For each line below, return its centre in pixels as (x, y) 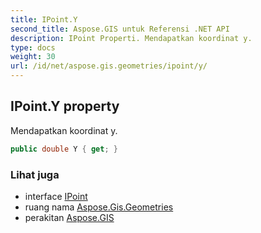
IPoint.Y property (65, 106)
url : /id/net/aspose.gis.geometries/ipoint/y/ (109, 66)
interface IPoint (56, 196)
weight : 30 (33, 57)
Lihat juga (35, 174)
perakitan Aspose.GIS (69, 217)
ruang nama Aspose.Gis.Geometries (99, 207)
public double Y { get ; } (64, 149)
